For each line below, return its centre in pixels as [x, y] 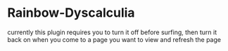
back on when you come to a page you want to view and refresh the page [114, 39]
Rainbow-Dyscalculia [71, 13]
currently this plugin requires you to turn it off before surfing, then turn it [112, 32]
